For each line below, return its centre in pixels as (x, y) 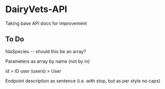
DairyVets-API (36, 9)
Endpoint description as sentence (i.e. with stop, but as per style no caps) (83, 81)
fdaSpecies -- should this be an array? (46, 51)
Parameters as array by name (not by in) (48, 61)
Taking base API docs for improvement (46, 23)
